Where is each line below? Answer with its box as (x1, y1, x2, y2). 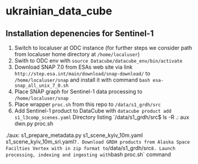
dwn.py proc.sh (14, 120, 54, 127)
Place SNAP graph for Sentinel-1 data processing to (14, 88, 143, 95)
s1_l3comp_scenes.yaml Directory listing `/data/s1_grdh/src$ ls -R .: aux (14, 113, 190, 121)
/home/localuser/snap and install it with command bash (14, 77, 150, 83)
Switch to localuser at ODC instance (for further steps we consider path (14, 44, 193, 51)
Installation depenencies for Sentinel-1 (5, 28, 154, 39)
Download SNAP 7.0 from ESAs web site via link (14, 63, 133, 71)
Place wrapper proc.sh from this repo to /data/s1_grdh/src (14, 101, 161, 108)
